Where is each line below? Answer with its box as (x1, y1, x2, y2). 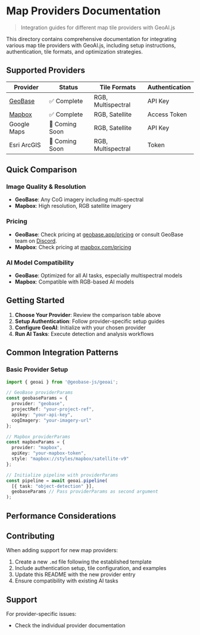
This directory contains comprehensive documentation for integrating (6, 35, 177, 42)
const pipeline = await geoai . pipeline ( (6, 478, 108, 484)
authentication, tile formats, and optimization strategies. (6, 48, 143, 55)
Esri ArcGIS (9, 141, 41, 149)
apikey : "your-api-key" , (11, 412, 73, 418)
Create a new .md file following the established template (14, 558, 152, 565)
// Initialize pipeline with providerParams (6, 472, 118, 478)
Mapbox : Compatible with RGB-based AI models (14, 278, 135, 285)
